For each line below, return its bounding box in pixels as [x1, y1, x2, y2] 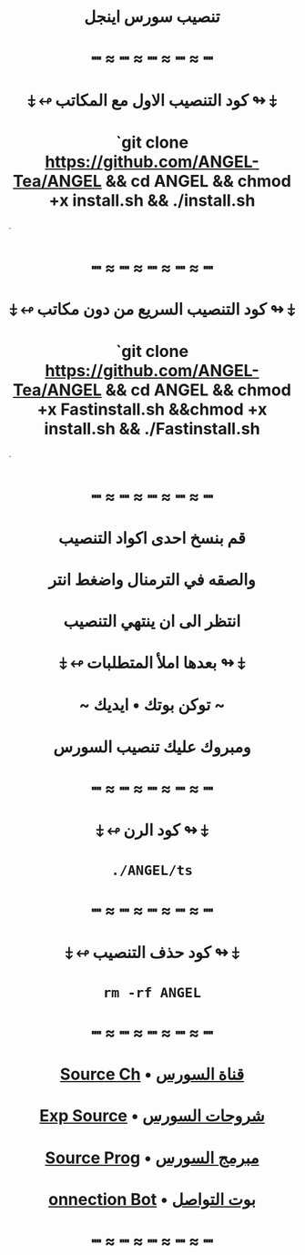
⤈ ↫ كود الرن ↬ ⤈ [96, 820, 208, 840]
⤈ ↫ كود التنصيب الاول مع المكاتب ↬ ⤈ [27, 89, 277, 110]
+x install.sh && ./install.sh [48, 189, 256, 210]
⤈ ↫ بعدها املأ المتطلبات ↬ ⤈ [59, 653, 245, 673]
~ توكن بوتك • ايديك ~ [78, 695, 226, 716]
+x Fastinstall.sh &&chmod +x [36, 399, 268, 420]
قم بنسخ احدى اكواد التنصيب [57, 527, 247, 548]
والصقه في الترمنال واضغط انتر [48, 569, 256, 589]
